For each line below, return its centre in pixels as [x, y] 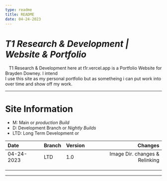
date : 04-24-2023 [23, 19]
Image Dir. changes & [134, 154]
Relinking [149, 160]
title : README [20, 14]
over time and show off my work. [39, 84]
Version [75, 146]
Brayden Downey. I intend [32, 73]
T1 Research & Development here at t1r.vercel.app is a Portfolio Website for [85, 68]
